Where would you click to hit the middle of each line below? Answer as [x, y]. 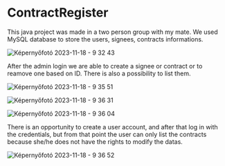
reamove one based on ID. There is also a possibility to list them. [99, 73]
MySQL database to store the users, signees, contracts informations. [105, 39]
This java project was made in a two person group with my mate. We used [112, 32]
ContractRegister [58, 13]
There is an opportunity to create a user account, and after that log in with [112, 127]
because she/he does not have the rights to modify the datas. [95, 141]
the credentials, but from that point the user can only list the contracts [107, 134]
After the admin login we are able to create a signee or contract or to [105, 66]
